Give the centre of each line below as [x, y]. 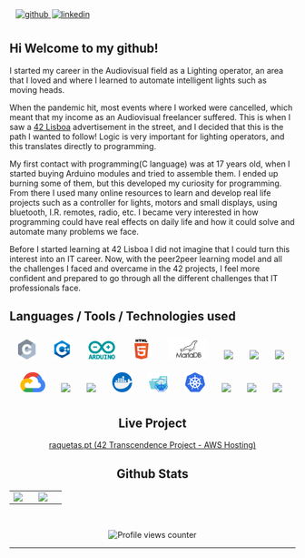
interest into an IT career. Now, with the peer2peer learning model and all [146, 259]
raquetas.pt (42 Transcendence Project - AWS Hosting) [152, 445]
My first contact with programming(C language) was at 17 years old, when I [150, 164]
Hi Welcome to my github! [84, 49]
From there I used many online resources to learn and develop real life [140, 193]
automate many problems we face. [74, 231]
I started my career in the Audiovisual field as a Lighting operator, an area [147, 70]
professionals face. [45, 288]
